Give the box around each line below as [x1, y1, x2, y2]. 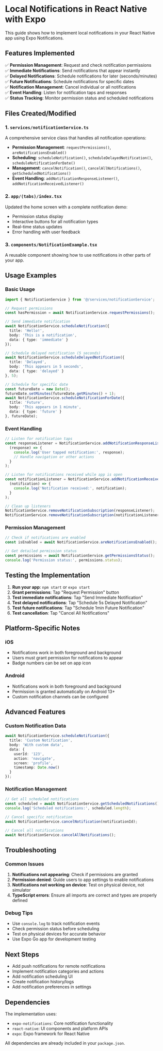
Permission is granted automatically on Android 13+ [12, 688, 115, 694]
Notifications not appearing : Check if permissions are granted [12, 872, 138, 878]
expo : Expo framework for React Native [12, 1031, 90, 1037]
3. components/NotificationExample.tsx [5, 241, 98, 248]
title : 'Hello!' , [9, 328, 45, 333]
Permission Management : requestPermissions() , [12, 145, 111, 150]
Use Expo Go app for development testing [12, 936, 96, 942]
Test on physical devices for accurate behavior [12, 931, 106, 937]
